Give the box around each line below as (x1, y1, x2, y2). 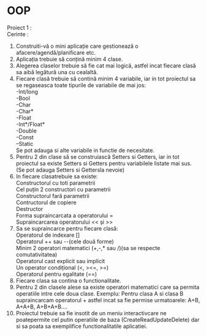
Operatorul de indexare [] (15, 231, 80, 239)
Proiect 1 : (7, 24, 32, 31)
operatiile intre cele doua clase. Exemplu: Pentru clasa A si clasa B (15, 289, 183, 297)
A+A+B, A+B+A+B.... (15, 303, 68, 310)
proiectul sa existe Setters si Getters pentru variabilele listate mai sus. (15, 159, 192, 167)
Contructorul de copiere (15, 199, 77, 206)
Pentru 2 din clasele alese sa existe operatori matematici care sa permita (15, 283, 200, 291)
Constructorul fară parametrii (15, 192, 90, 199)
